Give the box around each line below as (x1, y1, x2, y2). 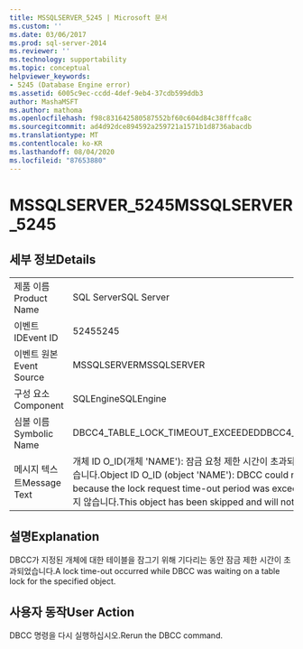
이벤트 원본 (14, 348, 59, 360)
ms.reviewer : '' (9, 47, 70, 56)
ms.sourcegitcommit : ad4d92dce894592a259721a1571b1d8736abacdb (9, 123, 252, 132)
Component (14, 399, 65, 412)
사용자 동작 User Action (9, 604, 135, 619)
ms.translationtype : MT (9, 131, 99, 140)
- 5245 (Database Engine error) (9, 80, 131, 89)
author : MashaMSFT (9, 97, 78, 107)
